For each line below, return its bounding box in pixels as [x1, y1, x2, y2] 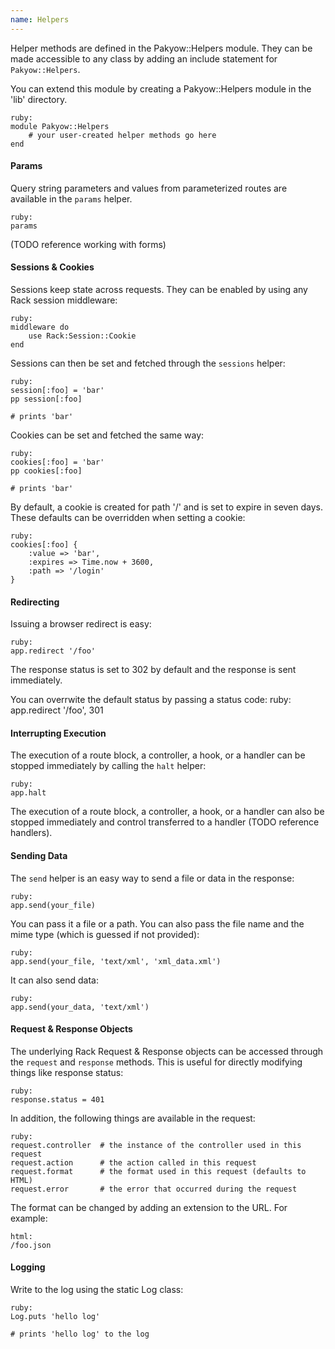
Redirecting [10, 596, 60, 608]
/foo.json [10, 1240, 52, 1250]
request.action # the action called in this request [10, 1157, 257, 1168]
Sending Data [10, 850, 68, 862]
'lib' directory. [10, 93, 68, 105]
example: [10, 1212, 48, 1224]
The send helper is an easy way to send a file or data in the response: [10, 872, 295, 884]
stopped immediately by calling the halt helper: [10, 760, 207, 772]
